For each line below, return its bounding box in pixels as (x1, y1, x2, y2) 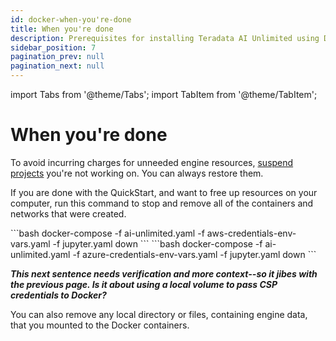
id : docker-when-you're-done (10, 14, 132, 25)
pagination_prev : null (10, 52, 105, 62)
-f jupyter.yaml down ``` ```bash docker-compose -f (52, 237, 263, 250)
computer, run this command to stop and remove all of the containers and (10, 197, 314, 209)
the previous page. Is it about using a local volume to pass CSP (10, 278, 278, 290)
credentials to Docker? (10, 289, 107, 301)
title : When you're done (10, 24, 114, 34)
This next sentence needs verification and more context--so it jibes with (10, 267, 318, 280)
